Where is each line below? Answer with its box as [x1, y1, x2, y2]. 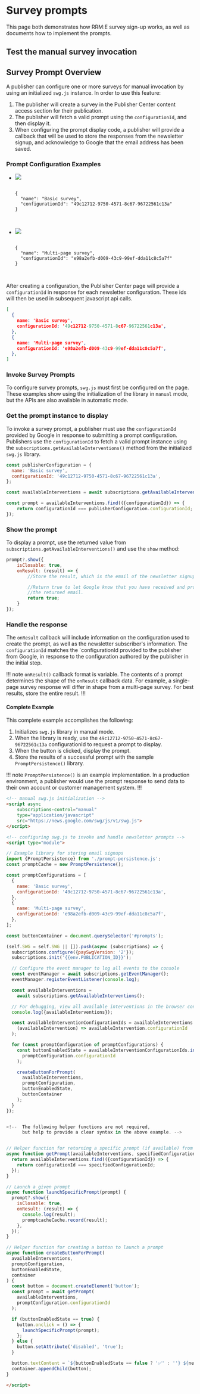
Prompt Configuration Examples [6, 160, 101, 169]
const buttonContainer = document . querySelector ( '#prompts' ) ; [6, 933, 164, 939]
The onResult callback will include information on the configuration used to [6, 634, 190, 641]
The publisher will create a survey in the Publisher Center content [14, 101, 176, 108]
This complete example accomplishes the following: [6, 716, 133, 724]
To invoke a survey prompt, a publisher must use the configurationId [6, 425, 177, 432]
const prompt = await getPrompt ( [11, 1289, 95, 1295]
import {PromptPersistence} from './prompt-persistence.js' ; [6, 856, 161, 862]
